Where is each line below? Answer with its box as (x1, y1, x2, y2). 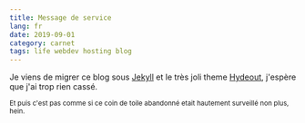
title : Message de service (9, 13, 112, 23)
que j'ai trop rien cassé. (9, 81, 98, 92)
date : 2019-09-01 (9, 30, 76, 39)
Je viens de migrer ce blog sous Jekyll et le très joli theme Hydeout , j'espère (9, 71, 297, 82)
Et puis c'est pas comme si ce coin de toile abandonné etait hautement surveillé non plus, (9, 99, 290, 109)
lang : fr (9, 22, 43, 31)
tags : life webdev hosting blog (9, 47, 132, 56)
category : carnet (9, 38, 76, 48)
